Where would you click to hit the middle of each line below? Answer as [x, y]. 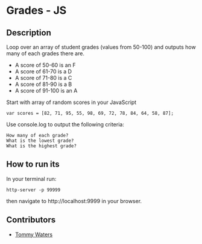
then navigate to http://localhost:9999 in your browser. [74, 201]
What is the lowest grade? [40, 141]
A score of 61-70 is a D [43, 72]
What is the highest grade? [42, 146]
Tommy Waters [34, 234]
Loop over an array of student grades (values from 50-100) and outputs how [101, 47]
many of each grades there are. [45, 53]
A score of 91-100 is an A [46, 90]
